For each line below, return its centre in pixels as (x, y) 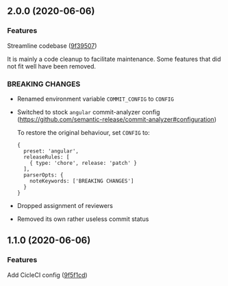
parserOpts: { (43, 175)
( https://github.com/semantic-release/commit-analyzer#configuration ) (117, 119)
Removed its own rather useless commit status (83, 219)
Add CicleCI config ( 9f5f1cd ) (47, 275)
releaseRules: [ (47, 157)
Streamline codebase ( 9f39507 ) (52, 45)
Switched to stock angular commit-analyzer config (88, 112)
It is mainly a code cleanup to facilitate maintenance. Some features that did (114, 59)
